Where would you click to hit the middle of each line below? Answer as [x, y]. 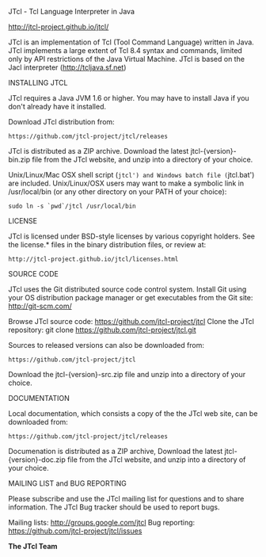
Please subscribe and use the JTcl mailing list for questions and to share [126, 499]
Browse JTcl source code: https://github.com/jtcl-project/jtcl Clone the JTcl [131, 321]
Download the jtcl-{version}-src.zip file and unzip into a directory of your [127, 374]
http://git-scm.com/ [40, 306]
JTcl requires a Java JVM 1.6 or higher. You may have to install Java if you [129, 98]
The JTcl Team [33, 546]
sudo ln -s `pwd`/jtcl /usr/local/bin [72, 206]
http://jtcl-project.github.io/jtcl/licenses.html [93, 259]
